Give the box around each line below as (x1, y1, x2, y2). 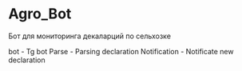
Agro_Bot (8, 5, 72, 23)
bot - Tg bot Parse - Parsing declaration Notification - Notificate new (8, 46, 234, 56)
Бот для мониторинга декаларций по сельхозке (8, 31, 172, 41)
